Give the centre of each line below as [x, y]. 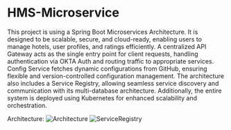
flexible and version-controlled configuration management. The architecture [115, 76]
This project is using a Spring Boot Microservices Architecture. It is [103, 32]
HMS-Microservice [63, 13]
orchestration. [27, 105]
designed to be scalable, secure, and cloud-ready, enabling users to [105, 39]
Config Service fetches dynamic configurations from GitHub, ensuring [107, 68]
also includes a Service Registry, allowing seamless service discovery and [113, 83]
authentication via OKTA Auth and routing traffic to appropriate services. [111, 61]
